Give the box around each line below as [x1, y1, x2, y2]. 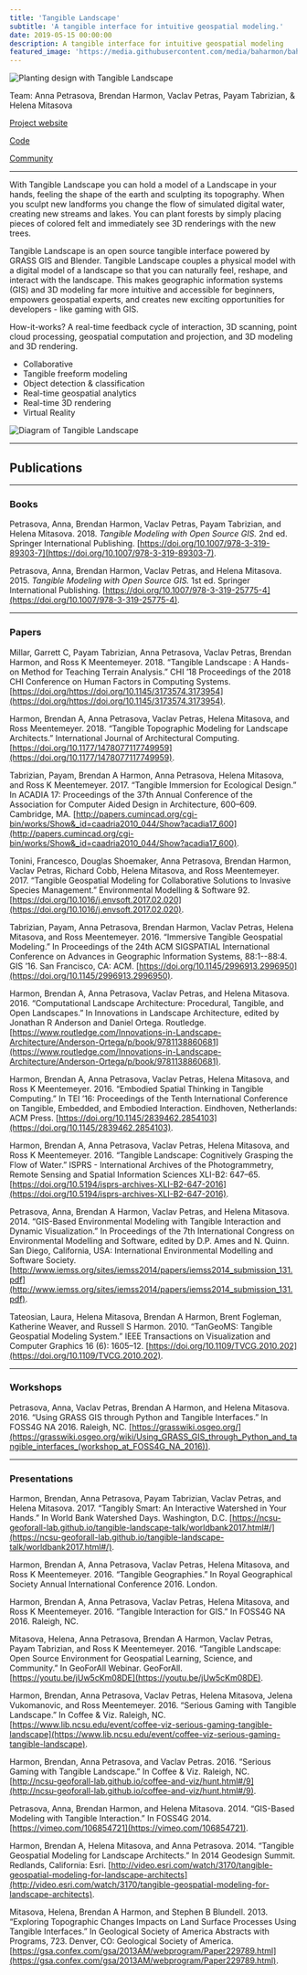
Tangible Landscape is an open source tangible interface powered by [9, 246, 270, 257]
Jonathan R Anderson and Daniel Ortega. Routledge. [9, 1016, 207, 1028]
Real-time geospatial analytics [22, 388, 137, 398]
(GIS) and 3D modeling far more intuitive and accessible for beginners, [9, 284, 276, 295]
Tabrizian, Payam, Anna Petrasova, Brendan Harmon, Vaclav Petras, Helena [9, 921, 294, 932]
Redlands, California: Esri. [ [9, 1860, 111, 1871]
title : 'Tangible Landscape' [9, 13, 121, 23]
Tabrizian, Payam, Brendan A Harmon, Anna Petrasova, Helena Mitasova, [9, 770, 285, 780]
